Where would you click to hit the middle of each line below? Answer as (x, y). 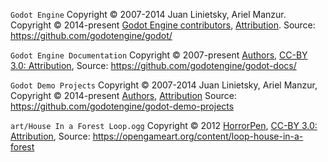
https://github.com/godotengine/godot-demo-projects (122, 106)
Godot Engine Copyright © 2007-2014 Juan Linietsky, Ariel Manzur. (148, 14)
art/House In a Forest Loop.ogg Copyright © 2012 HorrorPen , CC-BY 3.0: (164, 125)
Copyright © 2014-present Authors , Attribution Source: (123, 95)
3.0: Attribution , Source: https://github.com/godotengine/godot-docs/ (153, 65)
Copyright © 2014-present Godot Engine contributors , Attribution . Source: (163, 25)
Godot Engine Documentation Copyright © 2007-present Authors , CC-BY (159, 55)
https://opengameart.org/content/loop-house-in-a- (198, 136)
